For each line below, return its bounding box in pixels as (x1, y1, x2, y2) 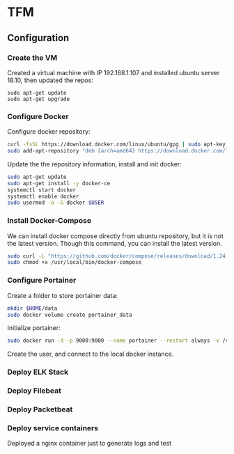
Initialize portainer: (7, 324, 61, 332)
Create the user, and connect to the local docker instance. (7, 350, 174, 359)
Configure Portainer (7, 276, 77, 285)
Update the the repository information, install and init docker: (7, 159, 182, 168)
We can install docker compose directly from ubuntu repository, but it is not (7, 231, 224, 240)
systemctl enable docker (7, 193, 79, 200)
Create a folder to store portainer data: (7, 291, 118, 299)
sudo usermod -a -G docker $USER (7, 199, 104, 206)
